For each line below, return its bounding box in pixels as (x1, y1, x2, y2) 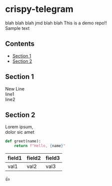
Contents (5, 40, 35, 48)
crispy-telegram (5, 3, 74, 15)
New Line (5, 86, 25, 92)
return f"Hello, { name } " (14, 143, 66, 149)
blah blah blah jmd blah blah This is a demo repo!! (5, 20, 107, 26)
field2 (26, 155, 41, 162)
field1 (7, 155, 22, 162)
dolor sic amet (5, 129, 35, 135)
